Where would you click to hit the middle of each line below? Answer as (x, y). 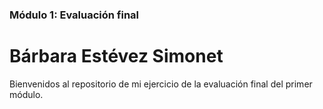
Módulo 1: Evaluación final (74, 15)
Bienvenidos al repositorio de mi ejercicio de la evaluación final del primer (161, 84)
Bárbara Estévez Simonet (116, 56)
